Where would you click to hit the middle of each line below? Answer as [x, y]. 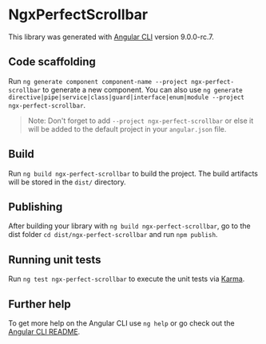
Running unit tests [55, 260]
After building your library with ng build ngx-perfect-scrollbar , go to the [129, 226]
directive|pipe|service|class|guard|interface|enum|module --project [127, 97]
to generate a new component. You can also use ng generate [143, 89]
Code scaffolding [52, 62]
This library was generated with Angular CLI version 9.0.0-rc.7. [111, 37]
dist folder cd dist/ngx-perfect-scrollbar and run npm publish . [113, 235]
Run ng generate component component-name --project [98, 81]
